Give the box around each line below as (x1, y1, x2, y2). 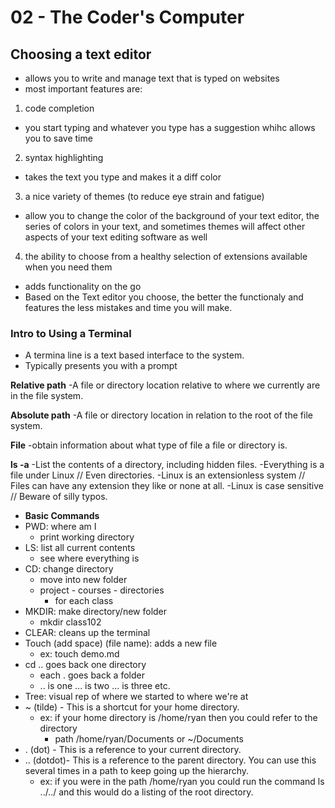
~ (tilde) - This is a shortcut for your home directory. (24, 701, 240, 713)
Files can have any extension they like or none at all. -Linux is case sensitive (10, 480, 324, 492)
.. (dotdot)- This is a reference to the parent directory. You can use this (24, 754, 317, 766)
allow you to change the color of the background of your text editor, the (24, 210, 320, 221)
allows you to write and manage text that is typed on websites (24, 72, 280, 84)
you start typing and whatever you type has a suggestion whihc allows (24, 122, 316, 133)
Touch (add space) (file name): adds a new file (24, 637, 218, 650)
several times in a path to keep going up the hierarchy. (24, 765, 250, 777)
